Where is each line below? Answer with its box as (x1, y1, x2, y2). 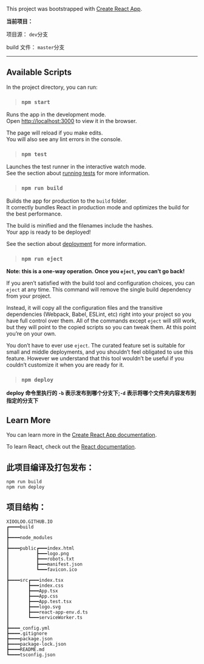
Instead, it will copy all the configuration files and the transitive (6, 304, 163, 311)
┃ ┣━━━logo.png (6, 550, 69, 556)
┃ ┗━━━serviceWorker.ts (6, 614, 83, 620)
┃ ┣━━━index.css (6, 582, 64, 589)
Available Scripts (6, 67, 72, 78)
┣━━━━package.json (6, 635, 53, 641)
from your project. (6, 292, 52, 299)
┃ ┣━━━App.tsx (6, 587, 59, 594)
